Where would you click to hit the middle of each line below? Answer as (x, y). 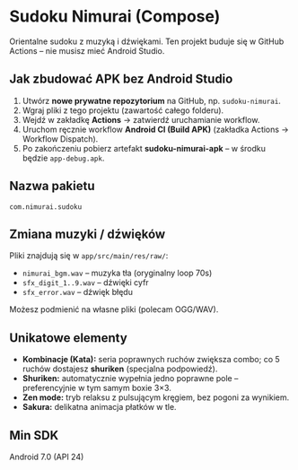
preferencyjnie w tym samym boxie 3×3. (97, 388)
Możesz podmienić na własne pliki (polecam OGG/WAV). (114, 309)
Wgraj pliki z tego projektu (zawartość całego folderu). (123, 110)
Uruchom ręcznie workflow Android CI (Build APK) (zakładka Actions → (155, 129)
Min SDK (34, 435)
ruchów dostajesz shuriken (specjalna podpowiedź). (120, 369)
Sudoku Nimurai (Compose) (115, 17)
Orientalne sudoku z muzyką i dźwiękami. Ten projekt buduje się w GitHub (147, 41)
